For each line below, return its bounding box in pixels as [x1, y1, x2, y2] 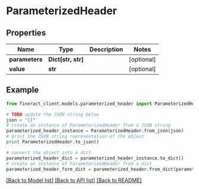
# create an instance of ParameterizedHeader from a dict [6, 161, 152, 166]
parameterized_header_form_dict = [6, 166, 92, 172]
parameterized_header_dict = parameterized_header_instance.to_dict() [6, 155, 184, 161]
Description [89, 46, 123, 53]
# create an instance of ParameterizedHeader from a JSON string [6, 123, 171, 129]
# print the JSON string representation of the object [6, 133, 145, 140]
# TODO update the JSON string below [6, 111, 99, 117]
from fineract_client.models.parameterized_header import [6, 101, 152, 107]
